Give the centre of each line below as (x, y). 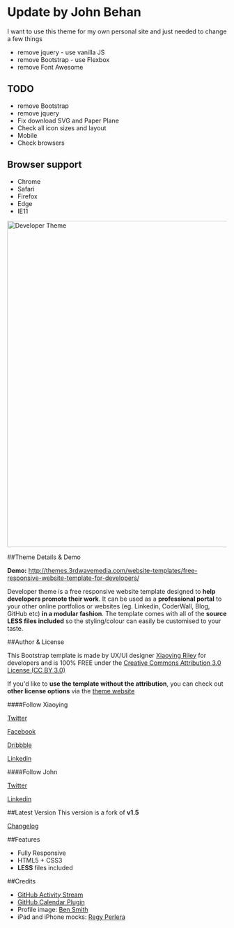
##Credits (22, 881)
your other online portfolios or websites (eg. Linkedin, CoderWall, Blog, (109, 606)
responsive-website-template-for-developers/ (73, 578)
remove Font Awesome (50, 67)
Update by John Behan (74, 12)
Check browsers (41, 143)
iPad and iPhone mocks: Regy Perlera (71, 917)
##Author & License (36, 642)
